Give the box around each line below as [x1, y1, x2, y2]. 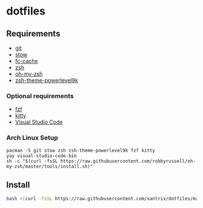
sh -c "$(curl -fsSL [6, 158, 59, 164]
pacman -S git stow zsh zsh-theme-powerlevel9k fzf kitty [6, 147, 155, 153]
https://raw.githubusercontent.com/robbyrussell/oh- [60, 158, 196, 164]
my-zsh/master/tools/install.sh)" [6, 163, 94, 169]
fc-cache [14, 58, 38, 64]
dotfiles [6, 4, 46, 18]
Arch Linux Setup [6, 133, 59, 142]
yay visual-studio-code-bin [6, 153, 77, 159]
